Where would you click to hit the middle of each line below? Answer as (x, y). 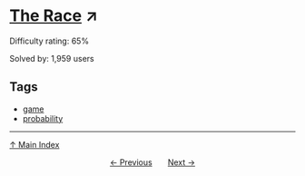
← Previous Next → (152, 162)
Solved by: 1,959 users (52, 58)
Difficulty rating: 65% (49, 41)
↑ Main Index (34, 144)
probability (43, 118)
